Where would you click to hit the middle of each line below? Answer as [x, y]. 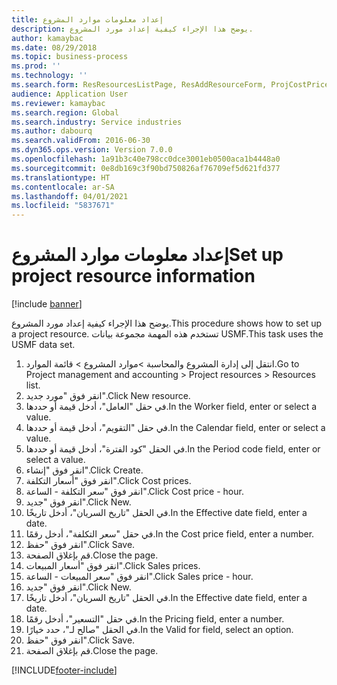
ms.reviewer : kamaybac [58, 103]
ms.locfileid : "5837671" [63, 206]
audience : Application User [70, 94]
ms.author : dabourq [52, 131]
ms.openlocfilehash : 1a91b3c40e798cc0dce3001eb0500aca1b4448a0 [146, 159]
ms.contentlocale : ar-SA [63, 187]
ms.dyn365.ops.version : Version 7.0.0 [92, 150]
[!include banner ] [47, 304]
